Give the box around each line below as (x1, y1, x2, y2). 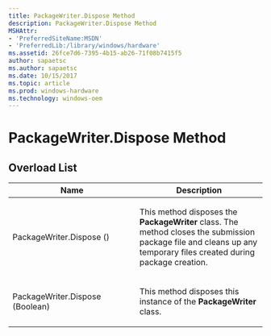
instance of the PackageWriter (140, 296, 256, 307)
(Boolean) (12, 301, 50, 313)
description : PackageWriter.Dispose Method (8, 19, 157, 27)
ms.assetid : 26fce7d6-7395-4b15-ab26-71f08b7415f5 (8, 49, 182, 57)
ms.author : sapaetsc (8, 64, 78, 73)
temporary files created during (140, 247, 256, 258)
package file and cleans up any (140, 237, 258, 248)
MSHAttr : (8, 27, 38, 35)
